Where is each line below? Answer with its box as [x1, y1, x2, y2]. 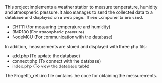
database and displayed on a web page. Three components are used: [5, 15, 144, 20]
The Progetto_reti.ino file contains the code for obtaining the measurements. [5, 73, 157, 78]
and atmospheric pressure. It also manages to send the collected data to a [5, 9, 153, 15]
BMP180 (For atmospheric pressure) [12, 29, 85, 34]
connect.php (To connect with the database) [12, 58, 101, 64]
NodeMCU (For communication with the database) [12, 34, 113, 40]
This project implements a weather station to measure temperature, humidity [5, 4, 158, 10]
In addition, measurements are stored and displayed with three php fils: [5, 44, 147, 49]
